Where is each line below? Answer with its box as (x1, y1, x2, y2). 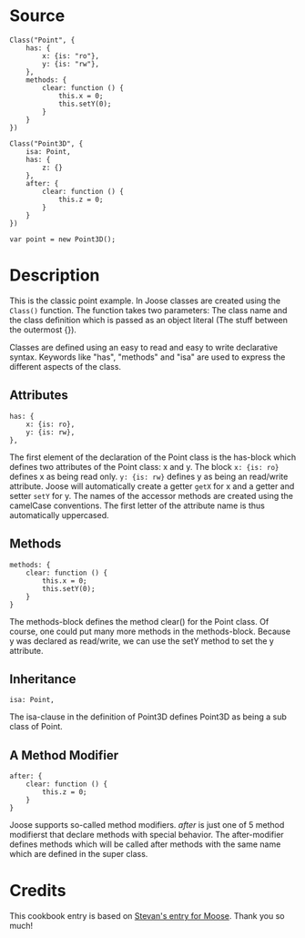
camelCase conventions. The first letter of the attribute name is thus (9, 500, 266, 511)
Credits (9, 881, 66, 902)
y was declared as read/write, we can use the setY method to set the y (9, 635, 275, 647)
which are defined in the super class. (9, 849, 148, 860)
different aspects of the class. (9, 361, 121, 372)
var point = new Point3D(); (9, 234, 117, 244)
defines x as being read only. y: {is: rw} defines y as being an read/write (9, 471, 289, 482)
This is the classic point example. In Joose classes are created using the (9, 295, 280, 306)
